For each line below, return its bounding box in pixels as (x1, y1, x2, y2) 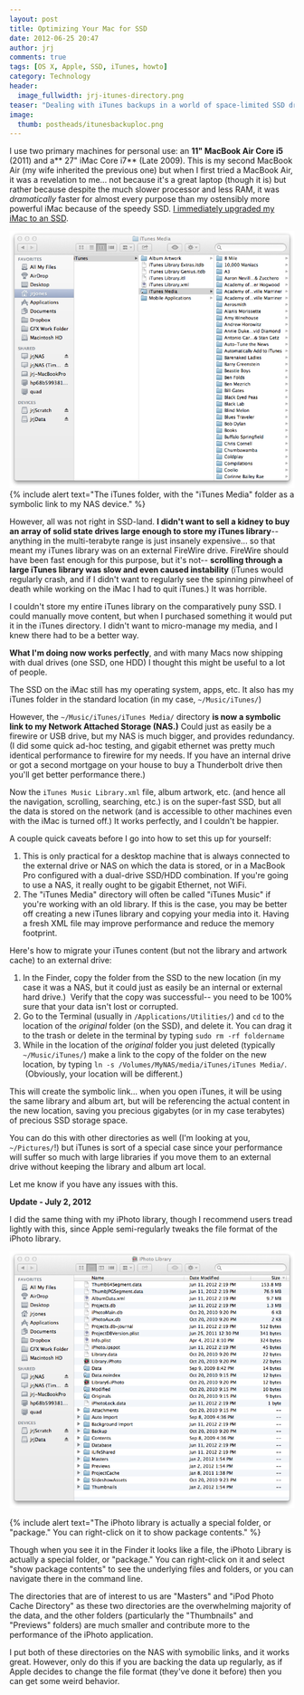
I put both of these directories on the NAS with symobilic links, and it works (9, 1647, 290, 1658)
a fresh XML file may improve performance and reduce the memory (22, 918, 275, 929)
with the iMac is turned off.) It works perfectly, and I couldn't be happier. (9, 816, 279, 827)
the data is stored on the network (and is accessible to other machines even (9, 806, 292, 817)
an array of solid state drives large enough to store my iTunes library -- (9, 526, 279, 537)
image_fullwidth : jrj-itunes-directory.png (17, 91, 184, 100)
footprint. (22, 928, 58, 939)
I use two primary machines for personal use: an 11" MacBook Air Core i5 (9, 146, 283, 157)
